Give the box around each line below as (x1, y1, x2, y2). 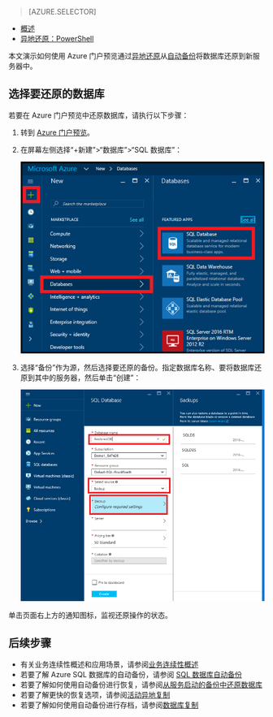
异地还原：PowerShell (19, 34, 94, 43)
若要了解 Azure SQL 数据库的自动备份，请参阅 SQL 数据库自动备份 (19, 669, 242, 679)
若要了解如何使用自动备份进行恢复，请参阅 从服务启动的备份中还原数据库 (19, 680, 262, 689)
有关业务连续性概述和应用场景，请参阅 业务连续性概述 (19, 659, 199, 669)
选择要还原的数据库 (8, 87, 105, 101)
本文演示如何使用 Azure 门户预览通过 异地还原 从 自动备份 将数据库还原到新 (8, 51, 253, 60)
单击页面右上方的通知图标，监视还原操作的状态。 (8, 611, 172, 620)
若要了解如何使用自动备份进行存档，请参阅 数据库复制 (19, 700, 199, 710)
